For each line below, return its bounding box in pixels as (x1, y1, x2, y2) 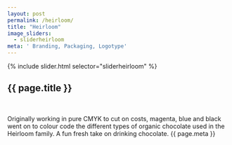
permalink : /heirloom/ (7, 17, 74, 24)
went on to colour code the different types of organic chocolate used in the (7, 122, 225, 130)
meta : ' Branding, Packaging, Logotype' (7, 43, 128, 50)
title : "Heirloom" (7, 23, 61, 30)
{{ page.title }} (7, 82, 72, 95)
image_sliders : (7, 29, 52, 37)
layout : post (7, 10, 46, 18)
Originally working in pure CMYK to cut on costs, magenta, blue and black (7, 114, 221, 123)
